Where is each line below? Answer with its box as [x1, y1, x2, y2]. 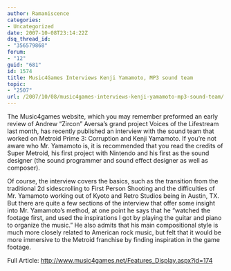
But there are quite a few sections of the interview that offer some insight [7, 199, 216, 207]
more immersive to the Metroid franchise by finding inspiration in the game [7, 236, 220, 243]
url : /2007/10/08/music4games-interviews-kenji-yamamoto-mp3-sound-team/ [7, 94, 225, 101]
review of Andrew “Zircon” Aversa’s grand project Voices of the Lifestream [7, 120, 219, 128]
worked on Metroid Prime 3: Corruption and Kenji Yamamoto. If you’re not [7, 134, 216, 142]
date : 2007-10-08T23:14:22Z [7, 29, 89, 37]
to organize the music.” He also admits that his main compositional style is [7, 221, 219, 229]
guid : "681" [7, 61, 41, 68]
